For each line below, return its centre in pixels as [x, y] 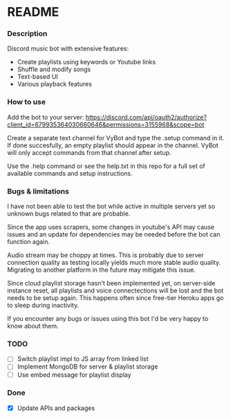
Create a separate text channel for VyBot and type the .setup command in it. [116, 138]
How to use [27, 102]
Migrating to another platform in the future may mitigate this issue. [101, 270]
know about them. [33, 326]
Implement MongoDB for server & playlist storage [87, 366]
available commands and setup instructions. [70, 173]
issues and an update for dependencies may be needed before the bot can [114, 234]
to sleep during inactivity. [43, 306]
